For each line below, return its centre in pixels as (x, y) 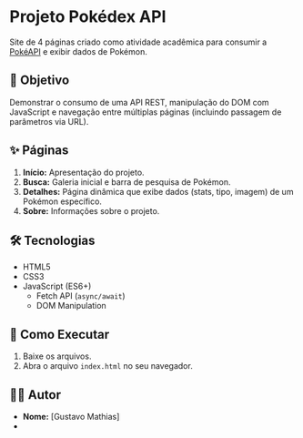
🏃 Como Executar (60, 334)
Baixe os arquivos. (57, 356)
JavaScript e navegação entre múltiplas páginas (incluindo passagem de (146, 112)
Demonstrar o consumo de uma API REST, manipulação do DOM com (140, 102)
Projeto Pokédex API (88, 17)
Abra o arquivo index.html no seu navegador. (107, 366)
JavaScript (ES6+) (57, 286)
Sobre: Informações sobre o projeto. (91, 210)
